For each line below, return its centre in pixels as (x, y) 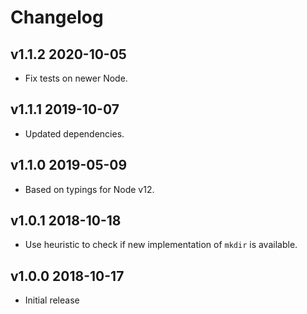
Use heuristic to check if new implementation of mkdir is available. (161, 245)
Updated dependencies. (74, 133)
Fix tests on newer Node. (76, 78)
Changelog (57, 17)
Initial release (52, 300)
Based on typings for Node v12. (89, 189)
